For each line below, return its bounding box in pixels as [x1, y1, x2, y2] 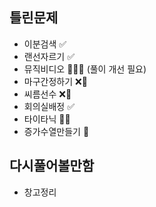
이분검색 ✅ [23, 38, 67, 50]
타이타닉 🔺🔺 [23, 113, 71, 125]
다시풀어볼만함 [9, 158, 95, 175]
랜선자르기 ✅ [23, 50, 75, 62]
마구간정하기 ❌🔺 [23, 75, 88, 87]
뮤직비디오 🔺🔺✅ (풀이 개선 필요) [23, 63, 147, 75]
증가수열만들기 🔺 [23, 125, 90, 137]
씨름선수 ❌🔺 [23, 88, 72, 100]
